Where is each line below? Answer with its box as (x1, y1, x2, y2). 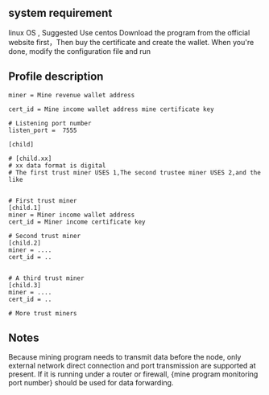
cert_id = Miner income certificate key (8, 217, 147, 226)
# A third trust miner (8, 274, 85, 282)
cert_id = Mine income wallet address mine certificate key (8, 105, 215, 113)
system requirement (8, 6, 113, 20)
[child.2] (8, 239, 42, 247)
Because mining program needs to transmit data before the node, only (8, 352, 242, 362)
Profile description (8, 70, 104, 84)
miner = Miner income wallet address (8, 211, 135, 219)
